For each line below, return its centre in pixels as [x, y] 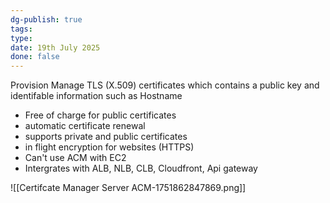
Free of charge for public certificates [100, 115]
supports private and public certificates [106, 137]
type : [21, 38]
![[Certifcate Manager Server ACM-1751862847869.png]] [128, 188]
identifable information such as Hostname [96, 96]
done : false [35, 57]
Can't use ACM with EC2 [75, 158]
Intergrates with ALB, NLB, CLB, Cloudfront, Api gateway [141, 168]
